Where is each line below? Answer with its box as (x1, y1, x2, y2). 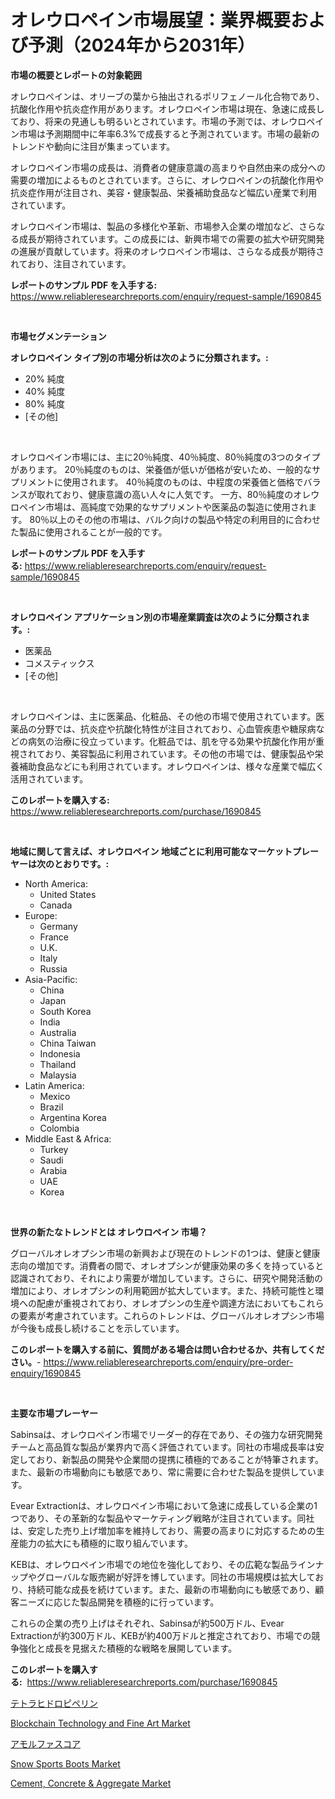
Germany (39, 920, 78, 932)
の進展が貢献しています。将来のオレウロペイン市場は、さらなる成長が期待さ (10, 245, 325, 257)
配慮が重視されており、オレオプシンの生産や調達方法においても (36, 1297, 298, 1309)
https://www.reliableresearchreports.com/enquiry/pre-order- (43, 1356, 294, 1368)
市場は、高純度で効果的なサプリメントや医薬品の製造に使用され (44, 501, 308, 513)
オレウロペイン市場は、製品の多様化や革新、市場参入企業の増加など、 (10, 220, 300, 232)
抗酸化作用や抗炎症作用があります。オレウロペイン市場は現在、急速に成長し (10, 102, 325, 115)
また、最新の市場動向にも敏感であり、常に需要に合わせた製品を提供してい (10, 1466, 317, 1478)
